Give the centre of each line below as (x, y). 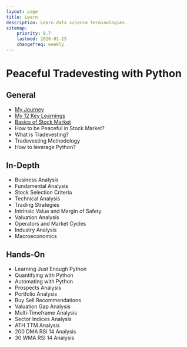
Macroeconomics (36, 236)
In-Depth (23, 166)
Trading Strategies (37, 204)
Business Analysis (36, 180)
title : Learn (22, 17)
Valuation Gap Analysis (42, 306)
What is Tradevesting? (41, 134)
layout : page (22, 11)
